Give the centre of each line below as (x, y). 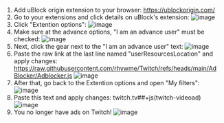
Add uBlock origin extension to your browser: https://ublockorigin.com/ (114, 10)
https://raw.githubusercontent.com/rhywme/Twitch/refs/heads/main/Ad (115, 68)
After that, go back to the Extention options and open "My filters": (107, 83)
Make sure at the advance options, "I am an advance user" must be (109, 32)
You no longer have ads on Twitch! (63, 112)
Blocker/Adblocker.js (43, 76)
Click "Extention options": (50, 24)
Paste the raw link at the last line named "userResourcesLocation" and (113, 54)
